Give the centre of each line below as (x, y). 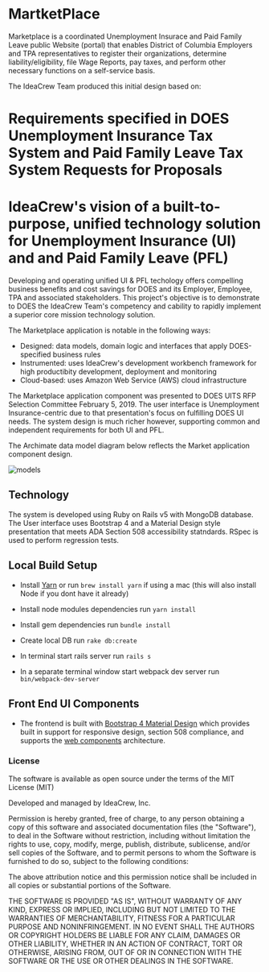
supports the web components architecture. (93, 740)
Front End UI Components (74, 704)
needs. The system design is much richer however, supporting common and (134, 422)
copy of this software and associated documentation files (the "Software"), (132, 827)
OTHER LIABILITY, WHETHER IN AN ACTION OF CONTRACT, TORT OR (125, 944)
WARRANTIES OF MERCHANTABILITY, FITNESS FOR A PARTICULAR (122, 918)
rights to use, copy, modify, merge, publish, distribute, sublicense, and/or (129, 844)
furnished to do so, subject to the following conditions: (98, 861)
